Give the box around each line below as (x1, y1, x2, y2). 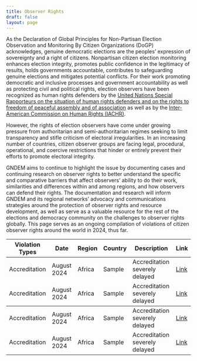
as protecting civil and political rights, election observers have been (6, 86, 170, 93)
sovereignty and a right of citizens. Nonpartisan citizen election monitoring (6, 54, 186, 62)
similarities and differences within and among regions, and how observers (6, 183, 185, 190)
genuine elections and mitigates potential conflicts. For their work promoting (6, 73, 191, 80)
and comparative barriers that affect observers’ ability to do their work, (6, 177, 178, 184)
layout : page (6, 19, 38, 25)
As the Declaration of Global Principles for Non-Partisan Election (6, 36, 162, 43)
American (6, 110, 30, 117)
